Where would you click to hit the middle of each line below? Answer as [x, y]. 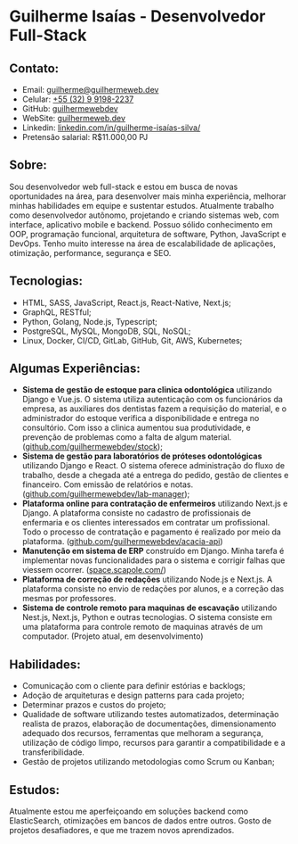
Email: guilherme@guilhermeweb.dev [90, 90]
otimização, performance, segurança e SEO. [90, 252]
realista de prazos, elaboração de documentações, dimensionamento [149, 724]
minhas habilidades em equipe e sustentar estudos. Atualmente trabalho [141, 205]
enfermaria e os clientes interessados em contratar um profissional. [146, 523]
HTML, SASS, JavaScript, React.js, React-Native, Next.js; [126, 302]
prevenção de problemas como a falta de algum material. [127, 437]
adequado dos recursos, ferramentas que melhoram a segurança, [143, 733]
